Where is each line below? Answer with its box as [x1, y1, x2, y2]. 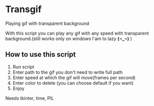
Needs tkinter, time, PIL [5, 95, 54, 101]
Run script [12, 63, 35, 69]
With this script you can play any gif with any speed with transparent [5, 30, 149, 36]
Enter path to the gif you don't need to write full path [12, 69, 123, 75]
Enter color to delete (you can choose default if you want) [12, 80, 134, 86]
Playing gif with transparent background [5, 20, 89, 26]
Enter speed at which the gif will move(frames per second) [12, 75, 136, 81]
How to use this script [5, 50, 76, 59]
